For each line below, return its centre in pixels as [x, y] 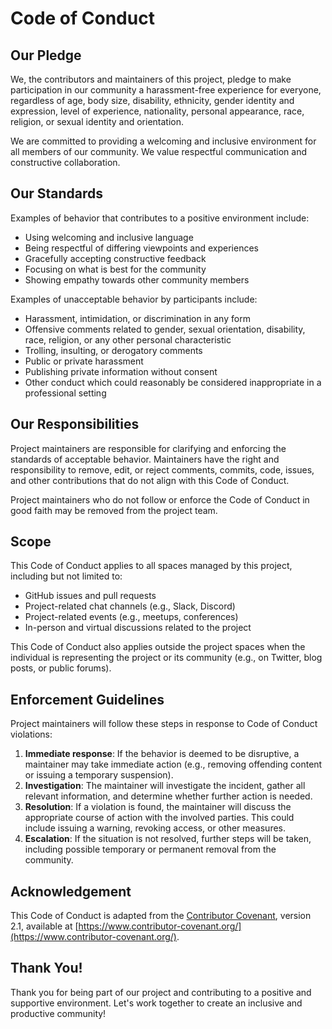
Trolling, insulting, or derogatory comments [113, 350]
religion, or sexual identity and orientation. [97, 121]
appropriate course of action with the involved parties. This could [159, 818]
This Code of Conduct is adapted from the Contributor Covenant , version [161, 916]
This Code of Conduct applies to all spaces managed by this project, [151, 566]
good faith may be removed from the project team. [114, 510]
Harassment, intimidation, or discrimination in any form [137, 318]
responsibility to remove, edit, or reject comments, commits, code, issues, [162, 469]
